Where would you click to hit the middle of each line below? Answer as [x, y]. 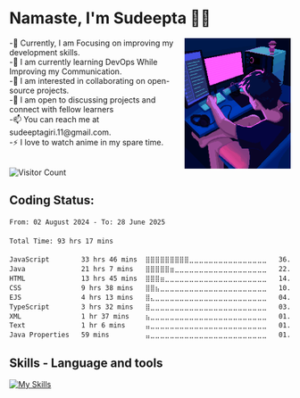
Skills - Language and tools [86, 363]
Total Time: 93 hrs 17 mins [62, 241]
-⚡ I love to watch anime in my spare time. [87, 142]
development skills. [45, 52]
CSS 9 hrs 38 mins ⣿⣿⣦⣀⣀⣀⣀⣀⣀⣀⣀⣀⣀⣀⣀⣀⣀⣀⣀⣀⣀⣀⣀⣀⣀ [138, 288]
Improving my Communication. [66, 71]
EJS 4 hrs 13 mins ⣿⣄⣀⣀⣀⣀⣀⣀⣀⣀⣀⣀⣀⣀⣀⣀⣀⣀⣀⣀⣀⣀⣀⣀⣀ [138, 297]
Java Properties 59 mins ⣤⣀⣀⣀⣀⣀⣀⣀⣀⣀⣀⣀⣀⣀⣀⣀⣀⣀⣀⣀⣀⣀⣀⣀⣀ [138, 335]
